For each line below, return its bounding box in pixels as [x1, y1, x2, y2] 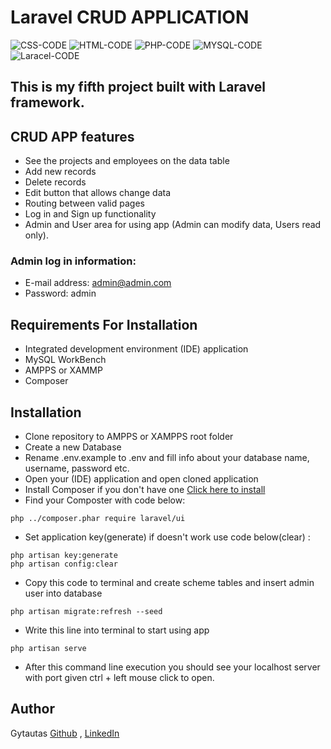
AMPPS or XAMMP [24, 364, 103, 376]
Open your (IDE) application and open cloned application [24, 473, 259, 485]
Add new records [24, 166, 97, 178]
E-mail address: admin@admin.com [24, 277, 172, 289]
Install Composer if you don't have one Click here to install [24, 484, 266, 496]
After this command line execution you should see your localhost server [24, 661, 321, 673]
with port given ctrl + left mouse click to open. [24, 672, 215, 684]
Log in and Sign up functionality [24, 208, 157, 220]
